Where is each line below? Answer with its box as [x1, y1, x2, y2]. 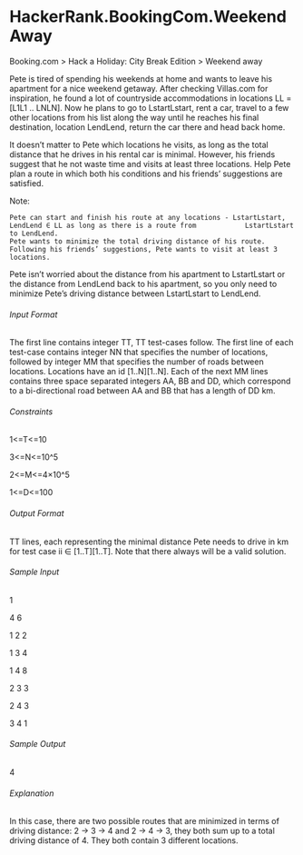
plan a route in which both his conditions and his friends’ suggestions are [9, 168, 283, 179]
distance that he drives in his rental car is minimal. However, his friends [9, 148, 276, 160]
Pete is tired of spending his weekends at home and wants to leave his [9, 73, 273, 84]
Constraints [9, 406, 54, 417]
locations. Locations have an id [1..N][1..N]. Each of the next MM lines [9, 366, 269, 377]
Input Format [9, 309, 58, 320]
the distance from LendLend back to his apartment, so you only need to [9, 278, 278, 289]
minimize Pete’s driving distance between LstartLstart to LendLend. [9, 288, 261, 299]
